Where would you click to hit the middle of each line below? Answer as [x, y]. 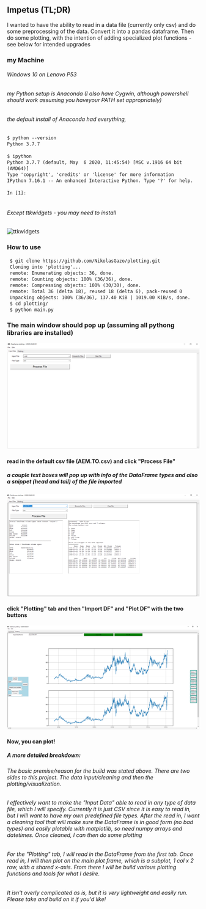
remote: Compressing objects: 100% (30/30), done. [75, 285]
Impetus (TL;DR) [39, 10]
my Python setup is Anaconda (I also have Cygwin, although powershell [98, 93]
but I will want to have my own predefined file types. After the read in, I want [103, 816]
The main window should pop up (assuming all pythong [91, 325]
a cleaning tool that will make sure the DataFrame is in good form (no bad [100, 822]
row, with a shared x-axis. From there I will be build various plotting [92, 867]
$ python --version [32, 138]
